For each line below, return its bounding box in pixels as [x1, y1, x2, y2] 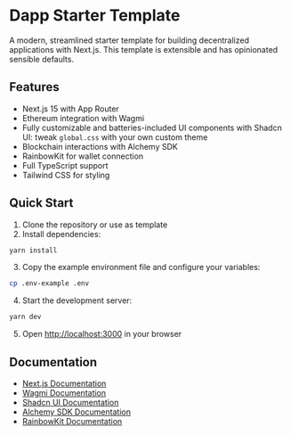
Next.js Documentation [21, 378, 107, 389]
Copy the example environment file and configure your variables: [21, 262, 261, 273]
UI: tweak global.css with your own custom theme [21, 131, 208, 143]
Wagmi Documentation [21, 388, 107, 398]
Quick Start [9, 195, 74, 210]
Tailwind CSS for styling [21, 169, 110, 180]
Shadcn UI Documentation [21, 398, 119, 407]
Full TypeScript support [21, 160, 109, 170]
